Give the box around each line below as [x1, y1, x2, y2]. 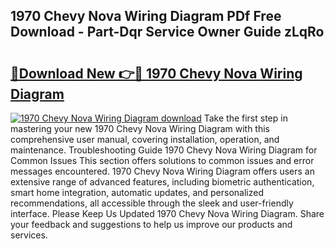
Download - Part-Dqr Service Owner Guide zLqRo [10, 24, 325, 41]
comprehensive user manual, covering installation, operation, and [10, 134, 280, 145]
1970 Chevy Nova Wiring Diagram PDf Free [10, 8, 282, 25]
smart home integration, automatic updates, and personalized [10, 187, 265, 198]
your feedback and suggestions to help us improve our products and [10, 219, 293, 230]
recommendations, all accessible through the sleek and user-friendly [10, 197, 294, 209]
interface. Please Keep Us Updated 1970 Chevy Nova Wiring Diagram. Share [10, 208, 325, 219]
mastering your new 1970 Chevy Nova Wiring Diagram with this [10, 123, 271, 134]
